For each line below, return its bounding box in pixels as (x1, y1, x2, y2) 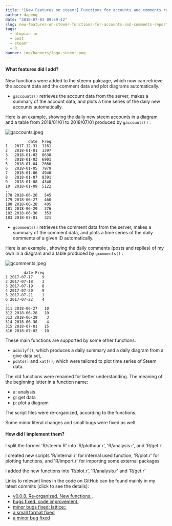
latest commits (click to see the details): (5, 483, 90, 489)
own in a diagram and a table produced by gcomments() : (5, 250, 124, 256)
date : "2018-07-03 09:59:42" (5, 17, 68, 22)
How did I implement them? (5, 431, 65, 437)
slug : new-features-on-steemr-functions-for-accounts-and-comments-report (5, 21, 168, 27)
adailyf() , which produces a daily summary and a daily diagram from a (12, 347, 164, 353)
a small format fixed (12, 509, 55, 515)
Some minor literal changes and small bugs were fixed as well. (5, 419, 137, 425)
